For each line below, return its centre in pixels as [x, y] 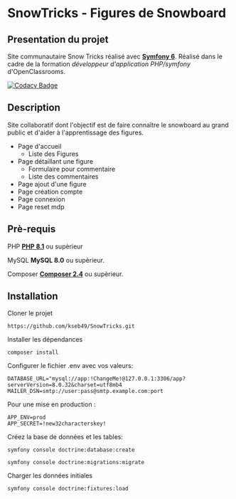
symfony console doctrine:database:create [71, 450]
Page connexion [41, 199]
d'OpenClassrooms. [37, 72]
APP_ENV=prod [27, 418]
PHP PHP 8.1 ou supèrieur [45, 246]
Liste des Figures [54, 154]
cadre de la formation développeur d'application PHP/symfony [99, 64]
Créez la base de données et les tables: [65, 437]
